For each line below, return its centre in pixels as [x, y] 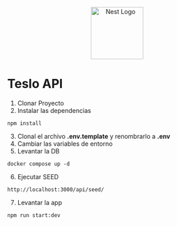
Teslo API [35, 84]
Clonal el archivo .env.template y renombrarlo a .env [94, 136]
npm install [24, 123]
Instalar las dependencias [54, 110]
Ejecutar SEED [38, 176]
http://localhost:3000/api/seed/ [56, 189]
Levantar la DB [38, 151]
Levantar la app [40, 202]
